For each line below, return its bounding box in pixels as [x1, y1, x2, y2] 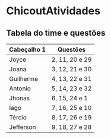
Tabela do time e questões [6, 28, 106, 38]
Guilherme [9, 75, 39, 83]
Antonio [9, 84, 31, 93]
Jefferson [9, 123, 37, 131]
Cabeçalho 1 [9, 46, 46, 53]
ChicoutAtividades [6, 4, 101, 18]
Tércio [9, 113, 27, 121]
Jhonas [9, 94, 30, 102]
